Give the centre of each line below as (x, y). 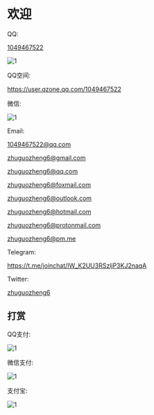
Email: (16, 131)
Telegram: (22, 252)
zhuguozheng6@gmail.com (46, 158)
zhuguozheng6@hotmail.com (49, 211)
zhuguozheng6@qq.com (43, 171)
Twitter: (18, 279)
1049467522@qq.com (39, 144)
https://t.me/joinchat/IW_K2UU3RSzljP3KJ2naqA (77, 266)
